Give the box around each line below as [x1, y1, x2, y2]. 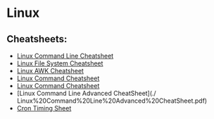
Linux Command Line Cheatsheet [16, 51, 114, 60]
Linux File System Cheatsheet [16, 59, 103, 68]
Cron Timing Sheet [16, 104, 72, 112]
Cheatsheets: [6, 33, 68, 45]
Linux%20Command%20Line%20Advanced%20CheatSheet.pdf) [16, 96, 208, 105]
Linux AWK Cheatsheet [16, 67, 84, 75]
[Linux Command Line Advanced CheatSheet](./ [16, 89, 156, 97]
